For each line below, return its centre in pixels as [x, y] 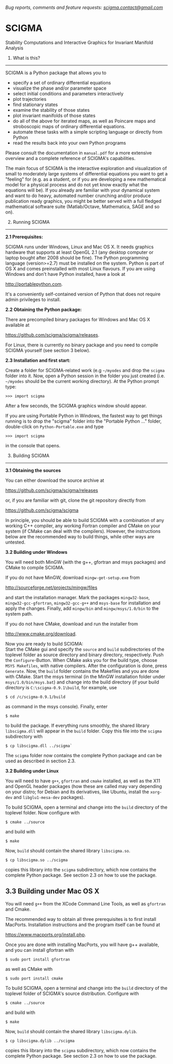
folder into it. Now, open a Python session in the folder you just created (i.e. [85, 376]
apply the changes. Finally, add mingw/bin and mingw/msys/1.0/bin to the [82, 608]
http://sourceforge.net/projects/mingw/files [51, 587]
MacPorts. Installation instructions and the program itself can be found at [83, 925]
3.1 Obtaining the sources [33, 470]
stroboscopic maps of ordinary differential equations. [69, 126]
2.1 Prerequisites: [24, 237]
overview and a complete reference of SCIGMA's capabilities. [70, 158]
